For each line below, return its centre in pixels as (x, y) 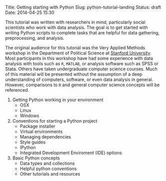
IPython (28, 147)
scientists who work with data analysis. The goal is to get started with (77, 27)
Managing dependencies (45, 137)
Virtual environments (41, 131)
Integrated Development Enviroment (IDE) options (71, 153)
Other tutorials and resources (50, 174)
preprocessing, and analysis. (35, 38)
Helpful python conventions (48, 169)
